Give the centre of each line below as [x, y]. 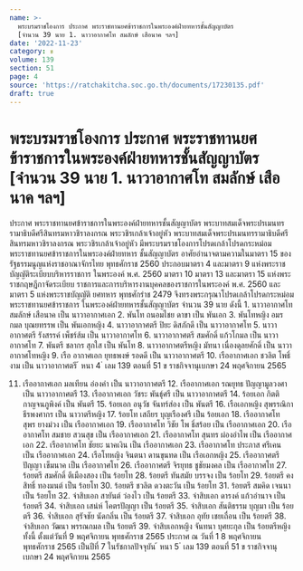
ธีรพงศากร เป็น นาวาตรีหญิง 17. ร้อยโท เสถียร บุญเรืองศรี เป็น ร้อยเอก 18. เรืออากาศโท [151, 414]
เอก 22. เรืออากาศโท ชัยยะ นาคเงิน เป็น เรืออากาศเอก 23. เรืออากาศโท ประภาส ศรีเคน [152, 445]
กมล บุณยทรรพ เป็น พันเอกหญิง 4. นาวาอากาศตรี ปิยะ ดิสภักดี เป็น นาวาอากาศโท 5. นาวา [143, 325]
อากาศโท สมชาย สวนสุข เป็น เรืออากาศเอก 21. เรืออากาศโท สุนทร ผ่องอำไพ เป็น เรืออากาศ [157, 434]
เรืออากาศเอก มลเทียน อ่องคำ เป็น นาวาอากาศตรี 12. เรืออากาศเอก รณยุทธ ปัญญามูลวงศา [155, 384]
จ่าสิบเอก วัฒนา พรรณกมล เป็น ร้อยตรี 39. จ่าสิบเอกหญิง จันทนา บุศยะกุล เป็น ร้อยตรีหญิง [156, 527]
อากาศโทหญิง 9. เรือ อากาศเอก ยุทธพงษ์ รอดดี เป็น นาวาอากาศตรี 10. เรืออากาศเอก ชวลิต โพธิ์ [150, 356]
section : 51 [32, 69]
